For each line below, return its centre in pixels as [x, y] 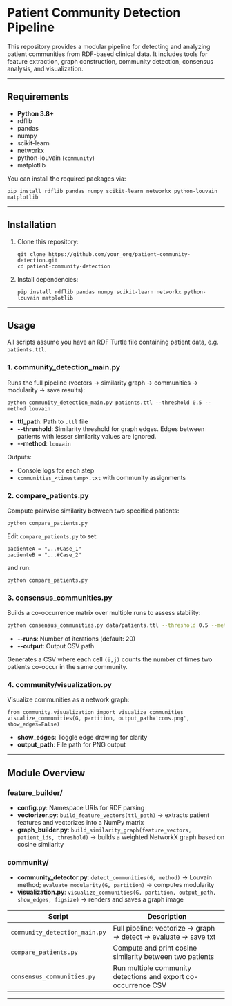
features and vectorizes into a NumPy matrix [80, 823]
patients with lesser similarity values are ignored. [87, 436]
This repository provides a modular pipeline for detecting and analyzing [109, 46]
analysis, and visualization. [45, 68]
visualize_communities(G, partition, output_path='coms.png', [98, 719]
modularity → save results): [46, 390]
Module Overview [46, 773]
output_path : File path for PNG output [71, 744]
